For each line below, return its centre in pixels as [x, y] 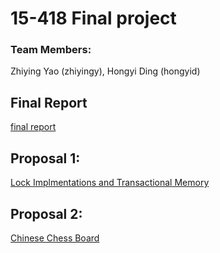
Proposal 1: [45, 158]
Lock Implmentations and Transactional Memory [110, 183]
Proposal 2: [46, 213]
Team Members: [51, 50]
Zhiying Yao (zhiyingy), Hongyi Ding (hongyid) [105, 71]
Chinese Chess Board [55, 238]
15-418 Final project [93, 18]
